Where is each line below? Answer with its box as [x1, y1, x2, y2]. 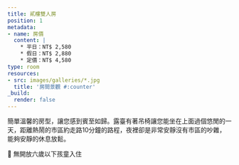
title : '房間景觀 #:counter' [14, 83, 96, 90]
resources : [7, 70, 40, 77]
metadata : [7, 23, 37, 31]
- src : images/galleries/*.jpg [7, 76, 100, 84]
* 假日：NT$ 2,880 [20, 50, 72, 58]
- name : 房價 [7, 30, 44, 38]
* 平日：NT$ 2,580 [20, 43, 72, 50]
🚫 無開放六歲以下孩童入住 [7, 150, 83, 158]
